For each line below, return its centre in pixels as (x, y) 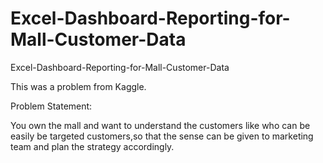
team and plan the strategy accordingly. (92, 146)
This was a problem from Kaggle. (78, 86)
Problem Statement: (51, 106)
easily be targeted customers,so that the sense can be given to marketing (162, 136)
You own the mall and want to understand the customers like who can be (160, 125)
